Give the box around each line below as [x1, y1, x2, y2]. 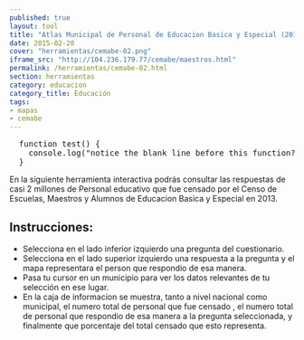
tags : [9, 97, 30, 107]
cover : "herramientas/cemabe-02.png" [9, 47, 152, 56]
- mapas [9, 106, 39, 115]
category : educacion [9, 80, 88, 90]
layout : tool [9, 22, 59, 31]
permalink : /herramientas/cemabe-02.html [9, 64, 168, 73]
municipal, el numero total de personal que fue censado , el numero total [22, 300, 294, 312]
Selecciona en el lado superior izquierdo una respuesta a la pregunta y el [22, 252, 295, 263]
